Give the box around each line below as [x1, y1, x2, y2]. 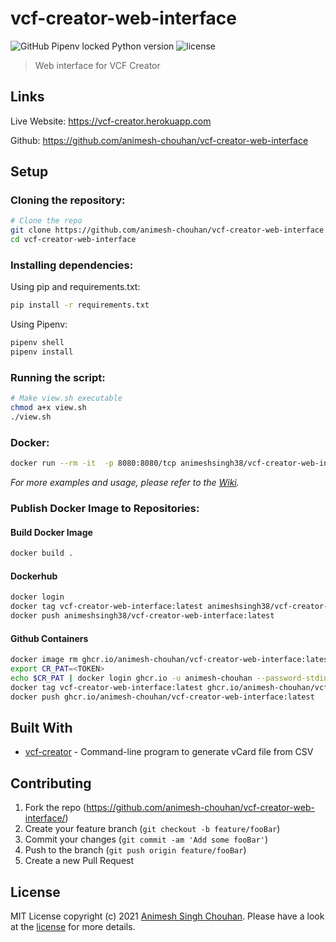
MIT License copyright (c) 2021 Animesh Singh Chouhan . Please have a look [10, 910, 325, 922]
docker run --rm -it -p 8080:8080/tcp [10, 458, 177, 469]
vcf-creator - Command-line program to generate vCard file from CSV [24, 746, 314, 758]
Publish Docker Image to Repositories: [10, 502, 200, 515]
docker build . [10, 548, 74, 559]
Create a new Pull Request [24, 855, 135, 867]
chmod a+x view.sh [10, 403, 87, 413]
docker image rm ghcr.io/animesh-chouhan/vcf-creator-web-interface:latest [10, 655, 333, 665]
